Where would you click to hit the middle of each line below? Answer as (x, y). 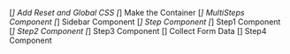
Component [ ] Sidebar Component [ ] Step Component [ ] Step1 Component (145, 22)
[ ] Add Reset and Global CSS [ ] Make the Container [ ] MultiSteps (127, 13)
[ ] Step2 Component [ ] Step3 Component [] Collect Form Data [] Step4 (138, 31)
